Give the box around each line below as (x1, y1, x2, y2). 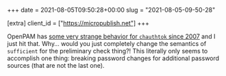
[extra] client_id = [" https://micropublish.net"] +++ (7, 19, 149, 27)
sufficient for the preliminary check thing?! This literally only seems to (7, 47, 208, 55)
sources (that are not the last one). (7, 62, 105, 69)
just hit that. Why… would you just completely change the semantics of (7, 40, 207, 47)
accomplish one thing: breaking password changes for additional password (7, 54, 220, 62)
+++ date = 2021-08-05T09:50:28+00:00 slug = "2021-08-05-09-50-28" (7, 6, 216, 14)
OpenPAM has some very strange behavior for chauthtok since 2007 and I (7, 32, 216, 40)
